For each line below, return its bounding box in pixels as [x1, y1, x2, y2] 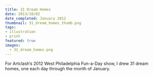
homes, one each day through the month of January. [5, 65, 111, 71]
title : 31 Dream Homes [5, 7, 51, 12]
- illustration [5, 29, 36, 34]
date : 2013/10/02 [5, 12, 40, 16]
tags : [5, 25, 16, 30]
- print [5, 34, 21, 39]
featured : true [5, 38, 36, 43]
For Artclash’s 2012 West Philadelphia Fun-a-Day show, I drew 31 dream [5, 61, 149, 66]
